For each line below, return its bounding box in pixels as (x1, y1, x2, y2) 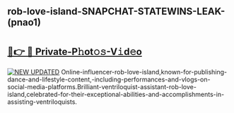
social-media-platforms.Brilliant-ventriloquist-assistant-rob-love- (7, 83, 197, 91)
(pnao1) (7, 17, 41, 29)
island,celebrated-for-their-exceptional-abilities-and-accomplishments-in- (7, 91, 225, 98)
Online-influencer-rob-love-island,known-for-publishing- (61, 68, 228, 76)
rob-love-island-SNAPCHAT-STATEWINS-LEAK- (7, 6, 226, 18)
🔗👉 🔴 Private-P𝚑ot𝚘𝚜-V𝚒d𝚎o (7, 46, 143, 58)
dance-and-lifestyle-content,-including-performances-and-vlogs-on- (7, 75, 211, 84)
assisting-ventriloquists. (7, 98, 78, 106)
